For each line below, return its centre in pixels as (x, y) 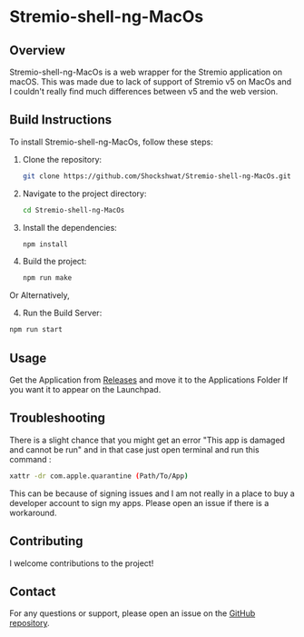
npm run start (36, 330)
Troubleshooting (58, 418)
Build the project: (54, 262)
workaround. (33, 513)
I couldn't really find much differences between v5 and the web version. (144, 91)
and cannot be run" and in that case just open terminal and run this (135, 449)
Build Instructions (61, 120)
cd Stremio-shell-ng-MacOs (74, 210)
